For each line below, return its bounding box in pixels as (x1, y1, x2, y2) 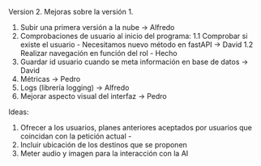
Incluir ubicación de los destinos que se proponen (19, 140, 188, 149)
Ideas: (8, 107, 29, 117)
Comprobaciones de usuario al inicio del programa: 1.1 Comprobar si (19, 32, 248, 40)
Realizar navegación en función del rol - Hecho (19, 49, 178, 57)
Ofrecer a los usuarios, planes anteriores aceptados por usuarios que (19, 123, 253, 132)
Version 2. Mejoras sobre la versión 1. (8, 7, 134, 16)
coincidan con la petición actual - (19, 131, 132, 141)
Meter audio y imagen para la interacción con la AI (19, 149, 189, 158)
